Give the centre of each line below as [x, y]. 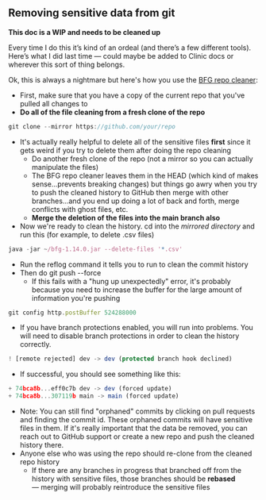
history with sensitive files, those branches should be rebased [133, 479]
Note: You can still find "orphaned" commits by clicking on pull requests [137, 411]
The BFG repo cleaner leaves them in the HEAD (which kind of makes [145, 175]
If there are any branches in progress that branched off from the [137, 471]
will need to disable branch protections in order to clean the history [129, 336]
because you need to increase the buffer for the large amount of [137, 290]
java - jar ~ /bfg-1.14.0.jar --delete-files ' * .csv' [95, 249]
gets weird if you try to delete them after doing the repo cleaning [125, 150]
